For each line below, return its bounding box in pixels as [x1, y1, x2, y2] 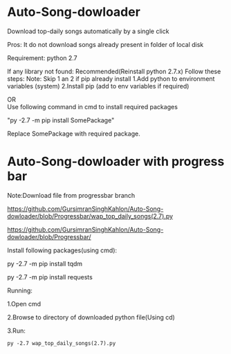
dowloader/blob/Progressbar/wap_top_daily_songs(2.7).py [7, 212, 174, 220]
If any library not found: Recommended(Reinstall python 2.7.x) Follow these [7, 67, 221, 75]
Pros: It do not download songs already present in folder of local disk [7, 40, 204, 48]
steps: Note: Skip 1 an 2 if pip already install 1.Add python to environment [7, 74, 215, 83]
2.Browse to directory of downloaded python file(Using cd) [7, 313, 175, 322]
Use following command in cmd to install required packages [7, 102, 178, 111]
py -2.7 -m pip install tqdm [7, 259, 83, 268]
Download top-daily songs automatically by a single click [7, 27, 169, 35]
